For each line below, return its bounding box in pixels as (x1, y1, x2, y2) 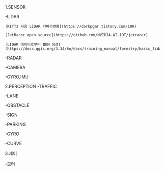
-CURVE (5, 141, 22, 146)
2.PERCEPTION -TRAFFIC (5, 83, 57, 89)
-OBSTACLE (5, 102, 29, 108)
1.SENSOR (5, 4, 26, 10)
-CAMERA (5, 65, 26, 70)
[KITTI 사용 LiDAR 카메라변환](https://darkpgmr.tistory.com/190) (5, 24, 137, 29)
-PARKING (5, 122, 26, 127)
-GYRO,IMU (5, 74, 29, 80)
